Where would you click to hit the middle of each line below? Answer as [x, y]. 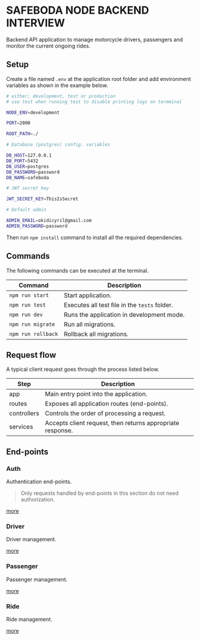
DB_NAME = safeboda [28, 177]
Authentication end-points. [39, 482]
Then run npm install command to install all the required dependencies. [95, 237]
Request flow [31, 355]
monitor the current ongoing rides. [48, 46]
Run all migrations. [90, 324]
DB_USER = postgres [28, 166]
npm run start [29, 295]
